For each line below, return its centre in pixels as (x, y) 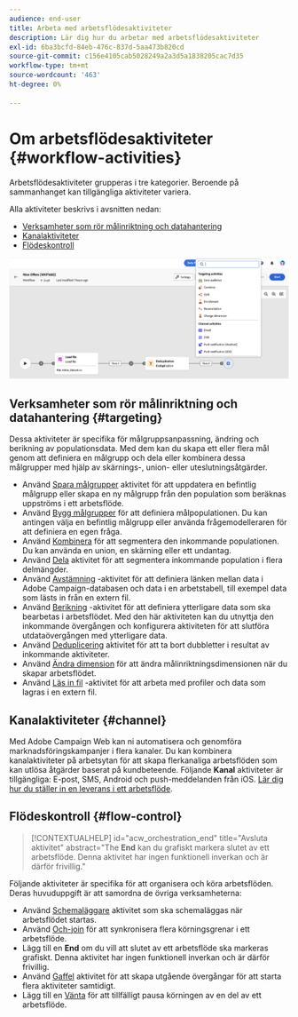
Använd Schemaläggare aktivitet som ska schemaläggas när (132, 910)
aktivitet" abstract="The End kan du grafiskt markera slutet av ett (150, 847)
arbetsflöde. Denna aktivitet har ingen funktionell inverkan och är (149, 856)
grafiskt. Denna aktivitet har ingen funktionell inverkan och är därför (146, 957)
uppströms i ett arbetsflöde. (73, 504)
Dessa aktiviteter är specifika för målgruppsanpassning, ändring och (134, 439)
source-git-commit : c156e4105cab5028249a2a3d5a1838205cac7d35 (126, 56)
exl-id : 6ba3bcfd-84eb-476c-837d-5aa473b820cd (97, 47)
